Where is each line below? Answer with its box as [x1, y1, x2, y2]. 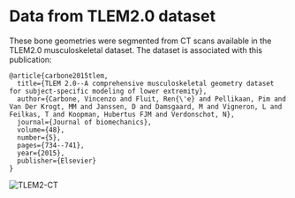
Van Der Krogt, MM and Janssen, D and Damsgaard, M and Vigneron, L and [9, 102, 283, 111]
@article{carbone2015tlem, [9, 71, 109, 80]
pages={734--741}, [17, 141, 86, 149]
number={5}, [17, 133, 62, 142]
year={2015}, [17, 148, 65, 157]
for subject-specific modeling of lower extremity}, [9, 87, 208, 95]
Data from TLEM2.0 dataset [9, 6, 216, 27]
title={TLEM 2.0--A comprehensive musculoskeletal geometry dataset [17, 79, 275, 88]
